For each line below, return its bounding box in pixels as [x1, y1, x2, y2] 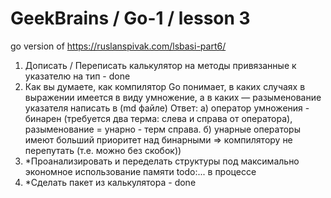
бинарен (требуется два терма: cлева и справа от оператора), [24, 112, 293, 124]
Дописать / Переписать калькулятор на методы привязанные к [24, 59, 297, 71]
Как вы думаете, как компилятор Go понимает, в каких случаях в [24, 80, 306, 92]
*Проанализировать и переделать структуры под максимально [24, 155, 300, 167]
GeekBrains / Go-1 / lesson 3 [10, 7, 251, 30]
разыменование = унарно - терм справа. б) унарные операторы [24, 123, 301, 135]
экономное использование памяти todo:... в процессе [24, 165, 257, 177]
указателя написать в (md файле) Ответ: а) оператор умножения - [24, 102, 310, 114]
